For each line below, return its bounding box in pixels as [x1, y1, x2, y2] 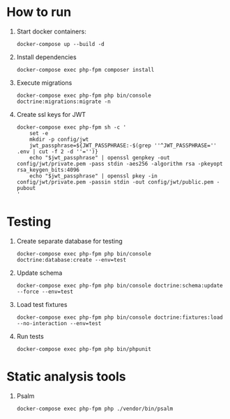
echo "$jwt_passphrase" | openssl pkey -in [29, 172, 158, 180]
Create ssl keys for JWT [16, 110, 86, 118]
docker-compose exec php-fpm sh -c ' [16, 123, 127, 131]
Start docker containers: [16, 27, 86, 35]
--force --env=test [16, 288, 74, 295]
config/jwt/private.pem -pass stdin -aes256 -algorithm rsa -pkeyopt [16, 160, 224, 167]
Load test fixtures [16, 300, 68, 308]
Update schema [16, 269, 63, 277]
